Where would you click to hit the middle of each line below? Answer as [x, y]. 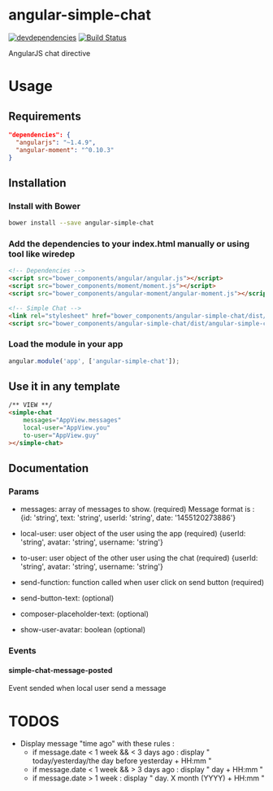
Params [24, 492]
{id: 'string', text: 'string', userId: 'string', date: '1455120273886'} [128, 518]
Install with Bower [45, 206]
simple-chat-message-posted [61, 670]
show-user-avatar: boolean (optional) [83, 630]
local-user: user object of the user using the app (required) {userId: [133, 534]
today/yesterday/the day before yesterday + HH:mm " [122, 761]
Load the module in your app [66, 344]
